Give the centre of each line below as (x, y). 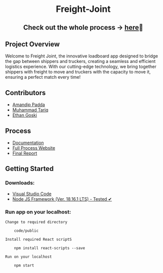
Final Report (25, 153)
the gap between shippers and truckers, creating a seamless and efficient (81, 61)
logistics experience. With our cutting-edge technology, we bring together (81, 67)
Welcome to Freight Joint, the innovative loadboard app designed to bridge (82, 56)
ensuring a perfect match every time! (43, 77)
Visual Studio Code (32, 194)
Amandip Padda (29, 105)
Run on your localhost (28, 257)
